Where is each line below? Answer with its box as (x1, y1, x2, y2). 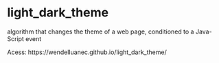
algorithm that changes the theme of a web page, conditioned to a (7, 27, 194, 36)
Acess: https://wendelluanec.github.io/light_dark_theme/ (7, 48, 167, 56)
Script (7, 34, 24, 42)
